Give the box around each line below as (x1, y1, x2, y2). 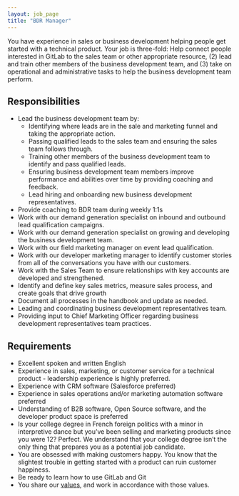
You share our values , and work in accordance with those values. (17, 480, 210, 490)
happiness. (17, 465, 51, 474)
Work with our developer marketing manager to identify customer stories (17, 251, 232, 259)
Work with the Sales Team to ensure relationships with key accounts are (17, 266, 230, 275)
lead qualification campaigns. (17, 221, 105, 229)
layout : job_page (7, 10, 59, 18)
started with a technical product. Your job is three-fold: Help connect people (7, 44, 232, 53)
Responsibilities (7, 95, 81, 107)
